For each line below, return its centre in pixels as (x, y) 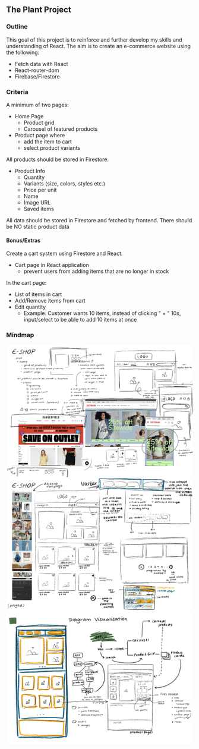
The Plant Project (39, 10)
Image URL (37, 202)
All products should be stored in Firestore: (57, 159)
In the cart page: (26, 283)
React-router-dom (37, 70)
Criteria (17, 92)
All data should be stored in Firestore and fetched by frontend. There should (99, 220)
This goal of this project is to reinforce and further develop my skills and (94, 40)
